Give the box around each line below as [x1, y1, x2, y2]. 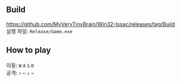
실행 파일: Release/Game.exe [6, 27, 73, 34]
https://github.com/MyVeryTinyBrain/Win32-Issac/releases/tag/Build [6, 20, 176, 27]
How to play [6, 45, 51, 55]
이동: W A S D [6, 62, 35, 69]
